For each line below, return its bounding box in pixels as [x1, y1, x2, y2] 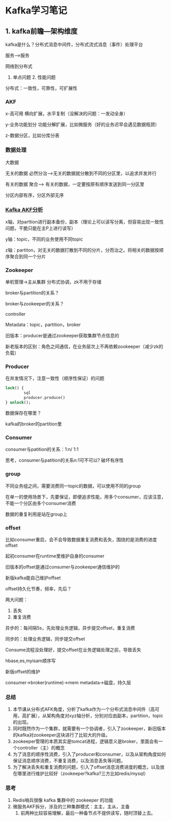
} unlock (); [5, 400, 31, 405]
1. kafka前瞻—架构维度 [5, 27, 78, 35]
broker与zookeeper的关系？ [5, 301, 64, 307]
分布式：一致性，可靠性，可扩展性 [5, 85, 78, 91]
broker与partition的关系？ [5, 290, 60, 296]
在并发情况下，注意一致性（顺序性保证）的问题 [5, 375, 104, 381]
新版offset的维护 [5, 668, 41, 674]
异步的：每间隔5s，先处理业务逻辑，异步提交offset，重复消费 [5, 625, 135, 631]
